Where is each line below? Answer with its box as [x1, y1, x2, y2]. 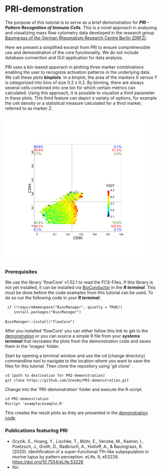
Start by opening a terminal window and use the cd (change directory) [5, 353, 146, 359]
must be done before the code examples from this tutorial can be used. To [5, 290, 154, 296]
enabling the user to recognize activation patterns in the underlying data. [5, 69, 151, 75]
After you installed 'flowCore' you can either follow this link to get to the [5, 328, 148, 334]
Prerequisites [5, 268, 37, 275]
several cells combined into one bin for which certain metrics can [5, 85, 136, 90]
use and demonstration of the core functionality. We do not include [5, 50, 139, 55]
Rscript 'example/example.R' [5, 402, 64, 406]
